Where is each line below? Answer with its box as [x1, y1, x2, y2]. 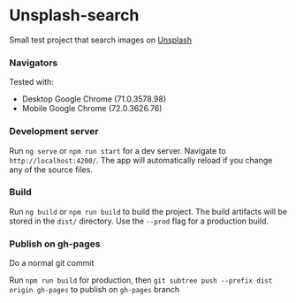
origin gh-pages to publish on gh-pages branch [9, 284, 180, 295]
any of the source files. [9, 164, 93, 175]
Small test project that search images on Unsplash [9, 34, 193, 45]
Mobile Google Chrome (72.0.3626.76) [21, 103, 163, 114]
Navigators [9, 57, 58, 69]
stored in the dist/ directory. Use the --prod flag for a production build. [9, 216, 269, 226]
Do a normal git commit [9, 258, 95, 269]
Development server [9, 125, 99, 138]
